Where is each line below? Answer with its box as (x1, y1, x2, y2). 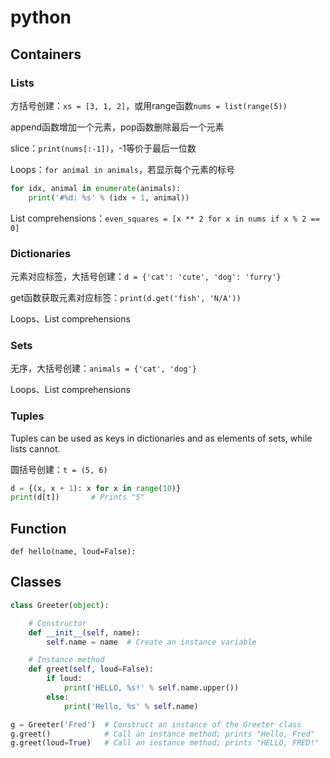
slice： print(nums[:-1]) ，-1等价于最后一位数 (10, 142, 197, 154)
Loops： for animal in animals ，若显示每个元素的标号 (10, 163, 236, 175)
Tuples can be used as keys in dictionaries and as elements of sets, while (10, 432, 313, 444)
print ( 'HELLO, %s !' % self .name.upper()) (63, 683, 240, 693)
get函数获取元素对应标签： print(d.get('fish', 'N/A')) (10, 291, 242, 303)
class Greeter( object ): (10, 600, 110, 610)
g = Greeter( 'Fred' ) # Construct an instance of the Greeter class (10, 719, 302, 730)
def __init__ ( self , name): (28, 627, 141, 638)
